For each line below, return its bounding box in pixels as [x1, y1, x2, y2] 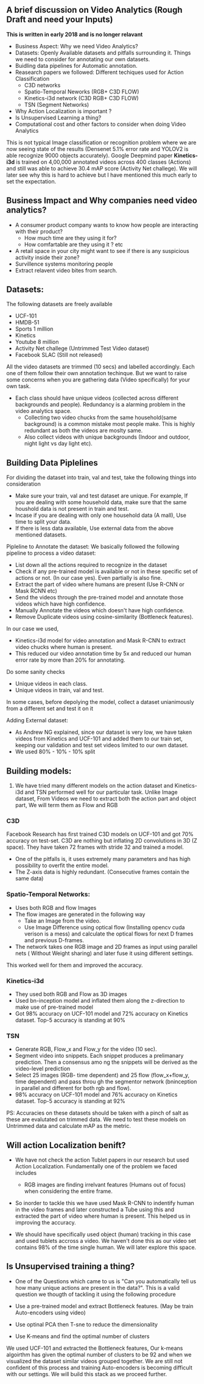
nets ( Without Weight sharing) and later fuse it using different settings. [15, 950, 194, 957]
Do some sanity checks [6, 668, 65, 676]
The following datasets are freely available [6, 301, 113, 308]
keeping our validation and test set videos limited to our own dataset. [15, 742, 189, 749]
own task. [6, 383, 31, 390]
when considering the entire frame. [24, 1188, 113, 1195]
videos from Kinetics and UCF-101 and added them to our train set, [15, 735, 183, 742]
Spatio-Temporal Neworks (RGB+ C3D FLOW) [24, 88, 139, 95]
